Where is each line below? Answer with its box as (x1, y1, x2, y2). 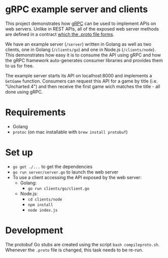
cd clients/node (27, 197, 62, 202)
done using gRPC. (5, 89, 43, 95)
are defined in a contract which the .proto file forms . (5, 31, 115, 37)
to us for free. (5, 63, 34, 69)
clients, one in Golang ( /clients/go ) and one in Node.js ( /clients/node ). (5, 46, 156, 52)
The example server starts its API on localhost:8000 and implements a (5, 72, 152, 78)
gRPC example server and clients (5, 4, 148, 15)
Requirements (5, 107, 66, 118)
